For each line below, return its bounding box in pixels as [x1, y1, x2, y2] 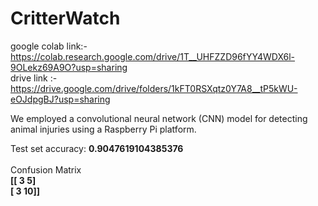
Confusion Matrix [10, 163, 82, 176]
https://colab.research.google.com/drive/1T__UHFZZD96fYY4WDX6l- [10, 50, 296, 62]
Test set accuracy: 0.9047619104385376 [10, 142, 184, 154]
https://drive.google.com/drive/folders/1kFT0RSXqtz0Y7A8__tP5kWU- [10, 82, 298, 94]
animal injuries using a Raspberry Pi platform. [10, 123, 197, 135]
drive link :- [10, 72, 58, 84]
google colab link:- [10, 40, 88, 52]
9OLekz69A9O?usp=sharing [10, 61, 128, 73]
